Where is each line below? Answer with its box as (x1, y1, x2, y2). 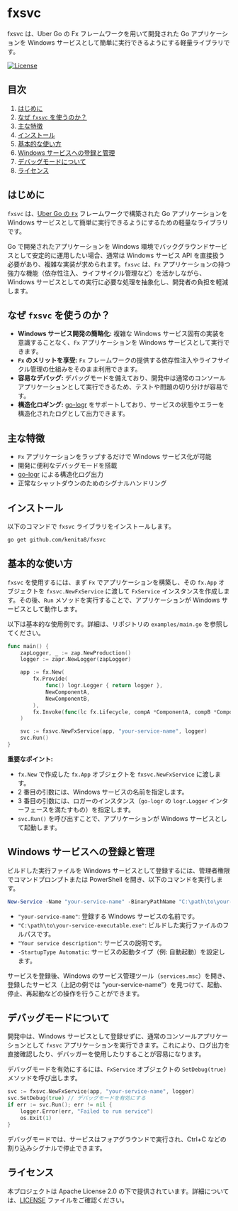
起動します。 (23, 823, 62, 831)
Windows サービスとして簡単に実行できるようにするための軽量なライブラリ (7, 218, 229, 227)
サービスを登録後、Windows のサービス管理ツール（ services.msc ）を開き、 (7, 972, 229, 980)
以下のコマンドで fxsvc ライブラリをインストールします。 (7, 522, 175, 530)
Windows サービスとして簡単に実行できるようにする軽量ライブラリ (27, 38, 225, 47)
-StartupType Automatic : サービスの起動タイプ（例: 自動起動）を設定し (17, 947, 225, 956)
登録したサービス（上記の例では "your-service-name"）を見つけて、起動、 (7, 980, 226, 989)
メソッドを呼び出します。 (7, 1074, 81, 1082)
